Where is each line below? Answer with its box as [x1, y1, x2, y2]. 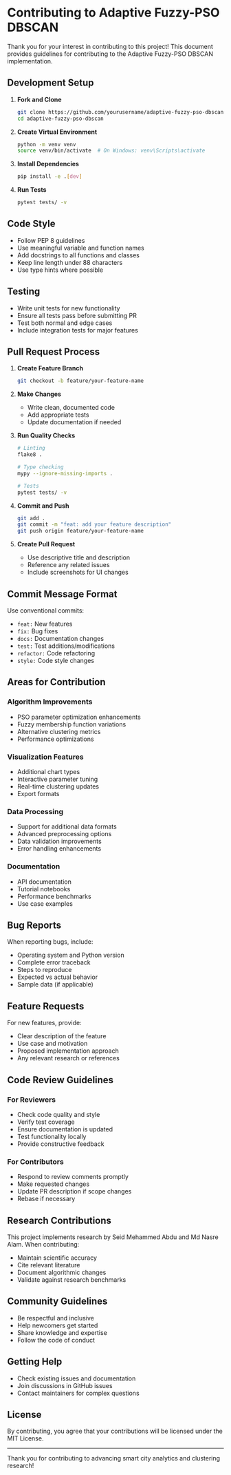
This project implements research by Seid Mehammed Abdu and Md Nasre [7, 1233, 219, 1241]
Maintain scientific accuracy [16, 1254, 98, 1262]
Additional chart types [16, 767, 80, 775]
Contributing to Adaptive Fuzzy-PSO [7, 5, 220, 21]
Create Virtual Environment [16, 128, 98, 136]
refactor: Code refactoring [16, 649, 95, 657]
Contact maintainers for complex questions [16, 1389, 140, 1397]
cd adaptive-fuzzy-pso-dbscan [16, 115, 104, 122]
